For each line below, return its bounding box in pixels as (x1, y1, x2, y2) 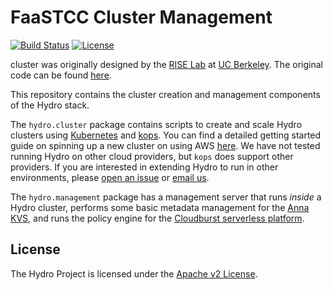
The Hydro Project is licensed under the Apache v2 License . (10, 267, 258, 280)
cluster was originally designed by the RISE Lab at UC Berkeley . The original (10, 58, 323, 70)
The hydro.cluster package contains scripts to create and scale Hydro (10, 118, 303, 130)
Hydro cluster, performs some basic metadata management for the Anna (10, 201, 310, 213)
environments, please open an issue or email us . (10, 171, 210, 183)
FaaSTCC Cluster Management (10, 6, 273, 29)
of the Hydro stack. (10, 99, 90, 111)
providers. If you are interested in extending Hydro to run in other (10, 161, 279, 173)
